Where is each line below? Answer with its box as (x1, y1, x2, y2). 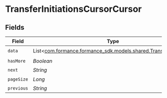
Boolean (33, 57, 53, 64)
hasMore (7, 58, 26, 64)
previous (7, 86, 28, 91)
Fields (5, 23, 25, 32)
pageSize (7, 76, 28, 82)
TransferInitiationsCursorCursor (5, 3, 142, 15)
